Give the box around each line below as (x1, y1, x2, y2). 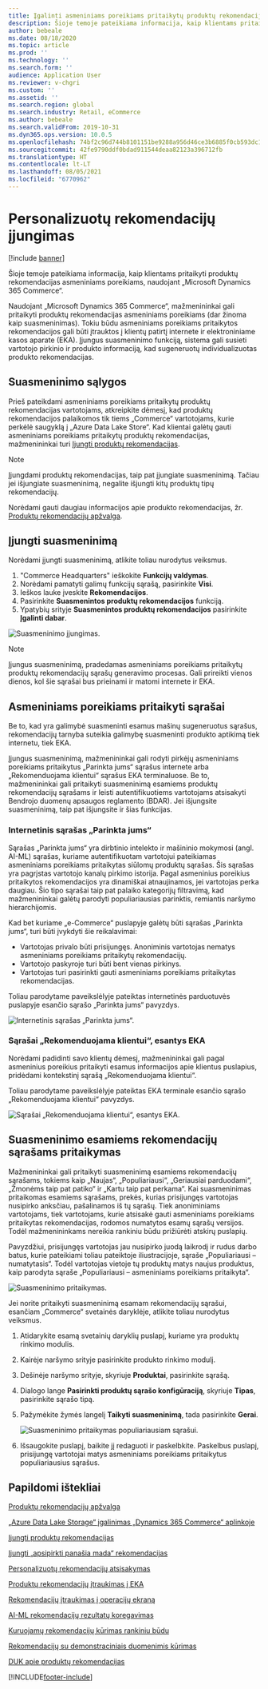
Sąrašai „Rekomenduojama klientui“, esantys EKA (8, 1035, 206, 1046)
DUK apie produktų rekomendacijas (8, 1657, 125, 1667)
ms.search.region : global (8, 101, 94, 109)
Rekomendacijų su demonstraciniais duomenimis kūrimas (8, 1641, 197, 1651)
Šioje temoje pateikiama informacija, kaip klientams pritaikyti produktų (8, 269, 238, 278)
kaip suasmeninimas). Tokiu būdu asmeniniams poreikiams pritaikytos (8, 317, 238, 328)
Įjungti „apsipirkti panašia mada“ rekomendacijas (8, 1548, 168, 1558)
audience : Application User (8, 71, 102, 79)
